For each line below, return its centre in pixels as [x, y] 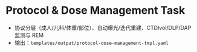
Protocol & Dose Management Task [95, 10]
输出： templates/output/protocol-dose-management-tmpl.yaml [91, 42]
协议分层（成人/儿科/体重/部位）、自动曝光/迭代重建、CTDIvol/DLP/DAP [103, 27]
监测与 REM [29, 35]
